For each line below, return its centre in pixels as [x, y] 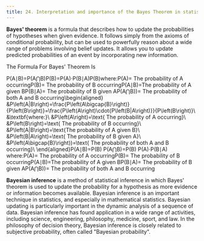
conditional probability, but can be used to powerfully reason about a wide [99, 42]
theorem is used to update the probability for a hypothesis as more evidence [102, 187]
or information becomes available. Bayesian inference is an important [93, 193]
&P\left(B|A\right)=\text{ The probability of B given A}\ [74, 136]
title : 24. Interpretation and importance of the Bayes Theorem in [93, 12]
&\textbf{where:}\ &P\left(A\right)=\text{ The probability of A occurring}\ [96, 117]
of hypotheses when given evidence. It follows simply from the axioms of [98, 35]
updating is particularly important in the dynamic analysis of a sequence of [100, 206]
